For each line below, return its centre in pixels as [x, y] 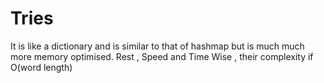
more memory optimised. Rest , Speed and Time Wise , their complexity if [162, 56]
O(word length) [41, 67]
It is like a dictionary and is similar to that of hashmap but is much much [157, 46]
